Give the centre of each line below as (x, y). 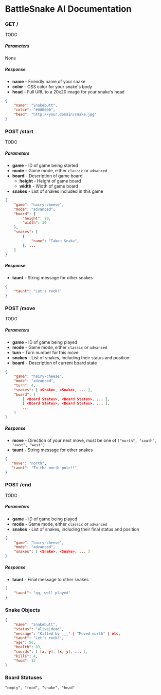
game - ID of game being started (45, 165)
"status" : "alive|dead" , (39, 629)
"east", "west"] (28, 445)
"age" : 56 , (25, 643)
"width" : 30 (35, 223)
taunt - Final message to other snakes (50, 579)
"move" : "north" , (29, 463)
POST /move (20, 308)
